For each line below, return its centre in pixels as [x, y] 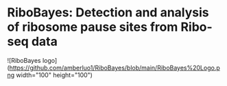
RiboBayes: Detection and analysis [108, 13]
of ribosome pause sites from [93, 27]
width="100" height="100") [54, 75]
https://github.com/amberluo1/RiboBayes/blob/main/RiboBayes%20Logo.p [115, 68]
